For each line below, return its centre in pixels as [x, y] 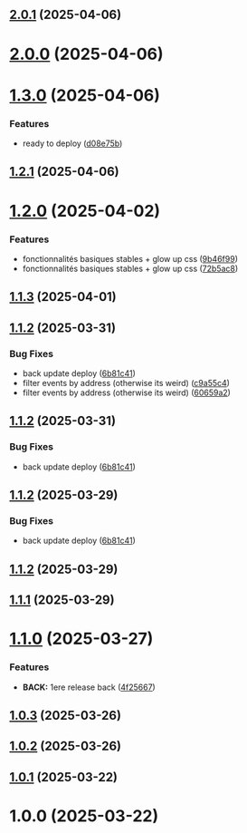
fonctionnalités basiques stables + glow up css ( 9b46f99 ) [130, 258]
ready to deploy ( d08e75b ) [72, 143]
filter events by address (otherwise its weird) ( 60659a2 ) [126, 392]
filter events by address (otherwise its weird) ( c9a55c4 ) [126, 383]
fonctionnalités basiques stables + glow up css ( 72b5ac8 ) [130, 268]
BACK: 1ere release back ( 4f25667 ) [89, 687]
